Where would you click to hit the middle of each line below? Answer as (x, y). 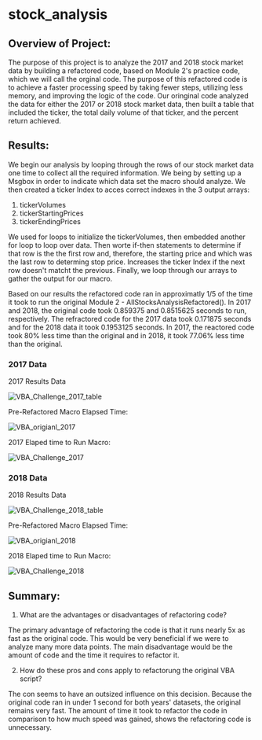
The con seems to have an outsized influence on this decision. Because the (130, 694)
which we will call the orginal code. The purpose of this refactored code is (128, 79)
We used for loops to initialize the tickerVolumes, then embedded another (127, 237)
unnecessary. (30, 727)
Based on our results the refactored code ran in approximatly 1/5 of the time (131, 293)
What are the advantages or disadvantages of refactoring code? (123, 615)
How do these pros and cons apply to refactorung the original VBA (127, 671)
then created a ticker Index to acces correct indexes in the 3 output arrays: (129, 190)
